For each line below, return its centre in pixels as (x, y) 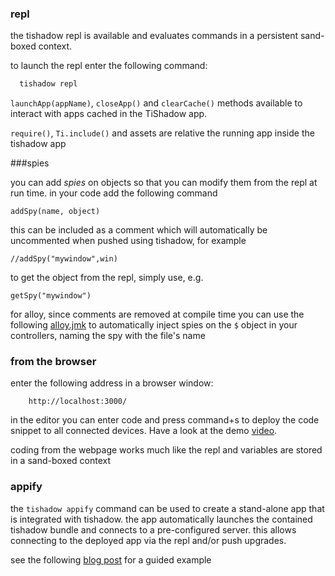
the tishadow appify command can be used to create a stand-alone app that (167, 508)
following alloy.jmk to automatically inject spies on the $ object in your (154, 325)
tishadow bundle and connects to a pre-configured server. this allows (153, 529)
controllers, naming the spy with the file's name (108, 336)
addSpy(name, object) (55, 212)
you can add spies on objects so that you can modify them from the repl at (164, 183)
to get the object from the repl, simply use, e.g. (107, 278)
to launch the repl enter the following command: (109, 66)
